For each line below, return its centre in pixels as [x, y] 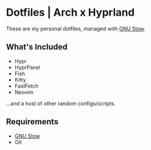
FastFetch [27, 86]
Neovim [24, 92]
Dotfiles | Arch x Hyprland [70, 13]
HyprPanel [27, 67]
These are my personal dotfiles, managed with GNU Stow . [76, 29]
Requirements [32, 122]
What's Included [37, 47]
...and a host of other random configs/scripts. [61, 103]
